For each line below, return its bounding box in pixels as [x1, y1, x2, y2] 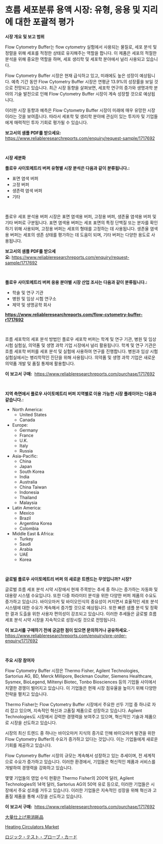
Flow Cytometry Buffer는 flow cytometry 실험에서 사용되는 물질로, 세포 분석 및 [5, 44, 157, 50]
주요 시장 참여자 [5, 657, 35, 663]
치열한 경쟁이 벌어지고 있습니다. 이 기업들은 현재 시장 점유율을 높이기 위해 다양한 [5, 685, 157, 691]
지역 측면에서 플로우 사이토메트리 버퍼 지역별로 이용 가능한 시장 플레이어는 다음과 [5, 391, 157, 396]
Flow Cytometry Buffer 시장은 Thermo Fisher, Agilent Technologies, [5, 668, 140, 674]
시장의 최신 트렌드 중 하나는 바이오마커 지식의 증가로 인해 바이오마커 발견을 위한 [5, 730, 156, 736]
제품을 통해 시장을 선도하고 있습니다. [14, 793, 83, 799]
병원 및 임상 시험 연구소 [12, 296, 57, 301]
